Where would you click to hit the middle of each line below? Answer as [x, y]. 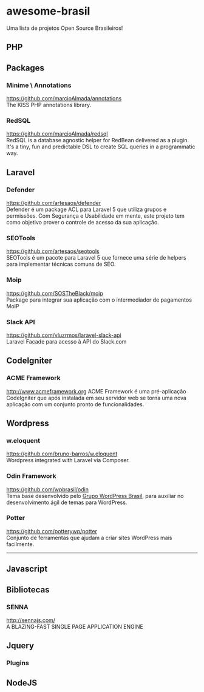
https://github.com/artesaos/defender [54, 203]
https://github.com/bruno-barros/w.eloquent [62, 454]
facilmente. [20, 544]
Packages [25, 68]
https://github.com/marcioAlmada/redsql [57, 134]
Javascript [27, 569]
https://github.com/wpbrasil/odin [48, 489]
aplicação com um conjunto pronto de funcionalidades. [75, 404]
